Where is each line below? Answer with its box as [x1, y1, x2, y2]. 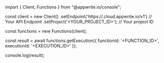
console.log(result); [5, 52, 45, 58]
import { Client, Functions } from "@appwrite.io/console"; [5, 4, 122, 10]
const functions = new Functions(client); [5, 28, 87, 34]
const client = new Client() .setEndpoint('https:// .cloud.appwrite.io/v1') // [5, 14, 152, 19]
